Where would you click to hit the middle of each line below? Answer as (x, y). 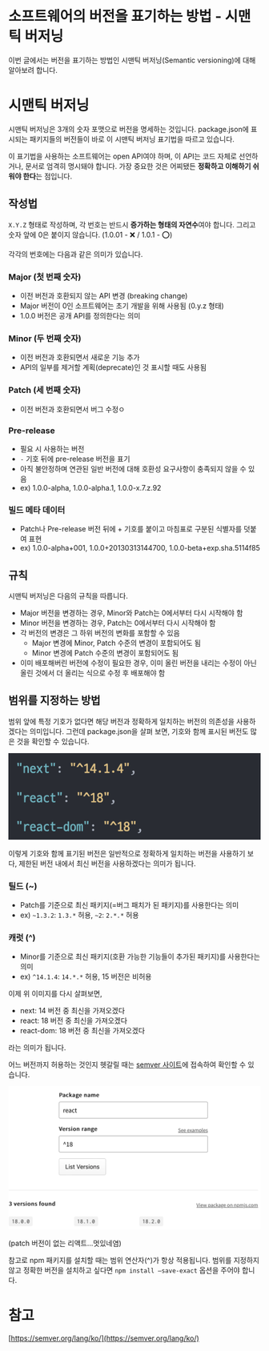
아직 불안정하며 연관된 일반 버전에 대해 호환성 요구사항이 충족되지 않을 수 (133, 468)
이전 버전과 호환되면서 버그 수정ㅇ (72, 409)
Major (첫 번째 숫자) (45, 277)
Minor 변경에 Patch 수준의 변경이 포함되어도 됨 (105, 652)
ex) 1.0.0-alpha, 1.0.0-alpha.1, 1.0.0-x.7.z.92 (90, 487)
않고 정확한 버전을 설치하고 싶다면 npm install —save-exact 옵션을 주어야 (124, 1270)
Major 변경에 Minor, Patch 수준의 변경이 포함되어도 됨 (116, 643)
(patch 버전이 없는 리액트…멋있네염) (65, 1243)
